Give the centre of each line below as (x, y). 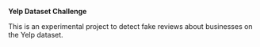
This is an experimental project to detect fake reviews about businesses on (130, 26)
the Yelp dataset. (36, 35)
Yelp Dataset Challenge (48, 11)
